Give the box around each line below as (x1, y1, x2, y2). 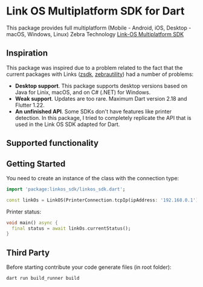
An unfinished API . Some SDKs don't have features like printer (14, 107, 172, 115)
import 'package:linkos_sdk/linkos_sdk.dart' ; (6, 186, 126, 192)
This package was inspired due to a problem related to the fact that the (6, 64, 183, 71)
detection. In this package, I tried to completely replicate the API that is (14, 114, 192, 121)
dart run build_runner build (6, 276, 80, 282)
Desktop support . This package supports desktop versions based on (14, 82, 188, 89)
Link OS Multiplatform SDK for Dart (6, 4, 185, 18)
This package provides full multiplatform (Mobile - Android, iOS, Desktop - (6, 24, 192, 31)
